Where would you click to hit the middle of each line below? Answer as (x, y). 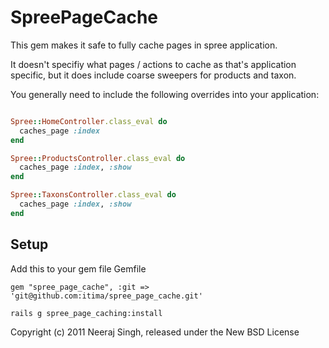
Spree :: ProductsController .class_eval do (98, 158)
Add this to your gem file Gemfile (78, 268)
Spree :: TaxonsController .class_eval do (93, 195)
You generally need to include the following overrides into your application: (165, 94)
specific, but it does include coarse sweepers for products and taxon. (153, 75)
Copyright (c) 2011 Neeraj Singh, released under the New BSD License (155, 332)
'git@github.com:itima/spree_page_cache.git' (106, 296)
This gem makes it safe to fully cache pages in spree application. (144, 45)
